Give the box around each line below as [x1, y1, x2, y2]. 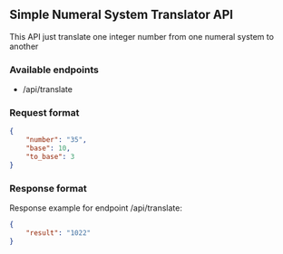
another [9, 41, 39, 52]
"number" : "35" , [25, 136, 88, 145]
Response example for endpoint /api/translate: [9, 202, 183, 213]
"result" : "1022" [25, 228, 92, 238]
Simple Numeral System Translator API [9, 7, 234, 23]
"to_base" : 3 [25, 153, 75, 162]
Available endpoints [9, 63, 100, 76]
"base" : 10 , [25, 144, 71, 153]
